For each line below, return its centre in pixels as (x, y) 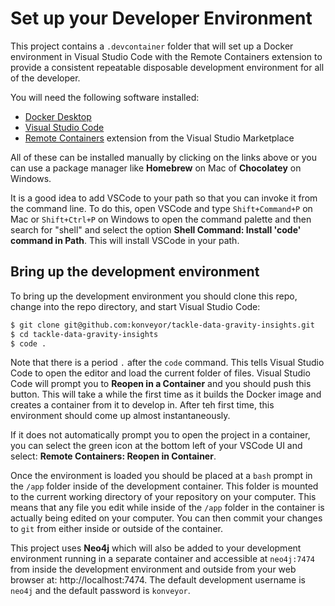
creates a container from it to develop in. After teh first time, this (142, 405)
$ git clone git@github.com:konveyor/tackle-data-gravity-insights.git (162, 325)
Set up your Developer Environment (161, 18)
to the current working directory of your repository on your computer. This (163, 497)
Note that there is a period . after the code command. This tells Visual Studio (167, 363)
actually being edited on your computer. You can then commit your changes (166, 518)
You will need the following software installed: (105, 97)
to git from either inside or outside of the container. (116, 529)
